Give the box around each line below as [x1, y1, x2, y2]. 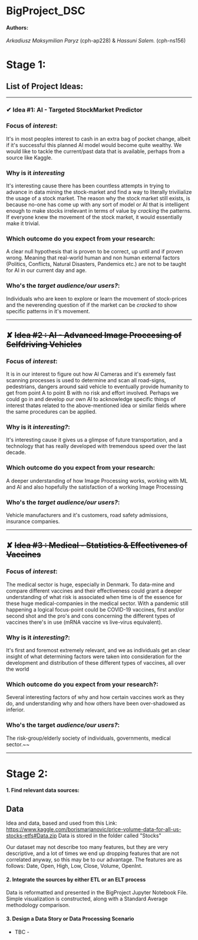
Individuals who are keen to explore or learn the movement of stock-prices [6, 295, 187, 302]
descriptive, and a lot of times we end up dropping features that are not [6, 850, 180, 857]
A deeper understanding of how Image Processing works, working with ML [6, 477, 188, 484]
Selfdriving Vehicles [6, 339, 82, 349]
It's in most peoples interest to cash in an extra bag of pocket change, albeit [6, 135, 191, 142]
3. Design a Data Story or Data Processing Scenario [6, 915, 134, 922]
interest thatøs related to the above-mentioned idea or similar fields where [6, 402, 186, 409]
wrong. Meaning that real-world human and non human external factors [6, 254, 180, 261]
